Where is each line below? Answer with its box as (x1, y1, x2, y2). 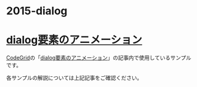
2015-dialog (6, 4, 68, 18)
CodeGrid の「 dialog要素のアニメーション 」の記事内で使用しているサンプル (6, 54, 192, 61)
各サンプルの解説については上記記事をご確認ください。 (6, 74, 143, 82)
